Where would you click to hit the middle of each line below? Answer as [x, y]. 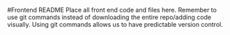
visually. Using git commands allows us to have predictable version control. [115, 24]
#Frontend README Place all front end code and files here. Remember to [112, 10]
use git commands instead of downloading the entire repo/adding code [109, 17]
